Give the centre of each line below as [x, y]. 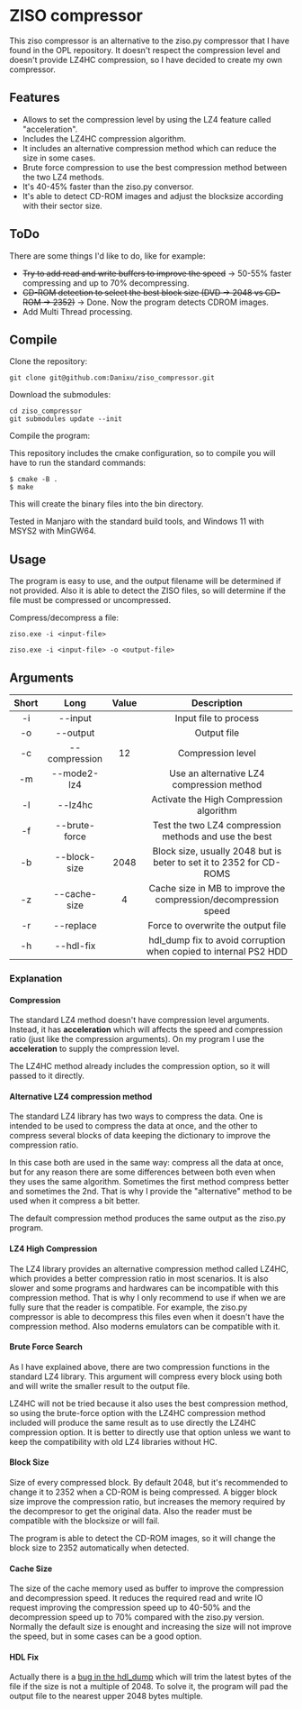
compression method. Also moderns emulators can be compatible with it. [145, 1326]
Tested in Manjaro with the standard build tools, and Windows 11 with [137, 521]
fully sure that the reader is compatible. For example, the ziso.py [129, 1307]
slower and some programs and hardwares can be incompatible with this [144, 1288]
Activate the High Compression [217, 799]
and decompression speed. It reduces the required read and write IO [136, 1598]
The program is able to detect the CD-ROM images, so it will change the [142, 1538]
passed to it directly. [47, 1076]
